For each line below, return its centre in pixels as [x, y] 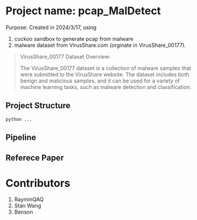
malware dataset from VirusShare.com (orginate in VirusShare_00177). [100, 45]
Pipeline [21, 138]
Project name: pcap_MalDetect [83, 11]
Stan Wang [28, 206]
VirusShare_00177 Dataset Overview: [65, 56]
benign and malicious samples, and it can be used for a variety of [100, 81]
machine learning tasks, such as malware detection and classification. [106, 87]
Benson [23, 212]
